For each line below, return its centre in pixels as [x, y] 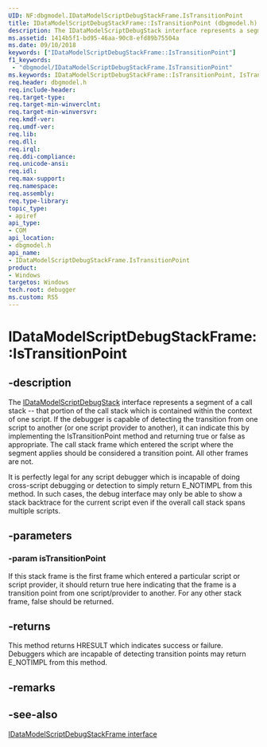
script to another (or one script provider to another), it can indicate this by [129, 427]
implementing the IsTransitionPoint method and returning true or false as [127, 436]
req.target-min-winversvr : [53, 112]
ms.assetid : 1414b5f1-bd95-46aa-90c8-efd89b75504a [94, 38]
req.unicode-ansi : [39, 164]
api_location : [32, 238]
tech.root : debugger [43, 290]
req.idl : [23, 171]
